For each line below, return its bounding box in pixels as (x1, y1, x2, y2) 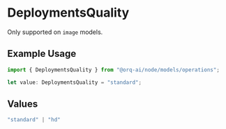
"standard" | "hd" (7, 117, 61, 123)
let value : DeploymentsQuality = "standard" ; (7, 78, 142, 86)
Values (7, 98, 38, 110)
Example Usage (7, 48, 77, 60)
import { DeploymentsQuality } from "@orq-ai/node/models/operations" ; (7, 66, 220, 74)
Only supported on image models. (7, 28, 103, 36)
